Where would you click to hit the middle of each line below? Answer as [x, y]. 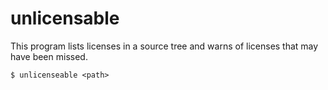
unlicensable [65, 18]
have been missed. [49, 56]
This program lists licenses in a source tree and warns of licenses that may [164, 46]
